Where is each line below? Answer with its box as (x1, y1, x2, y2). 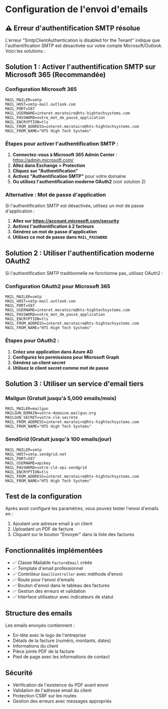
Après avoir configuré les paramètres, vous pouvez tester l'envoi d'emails (5, 506, 159, 512)
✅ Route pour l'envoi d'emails (12, 577, 75, 583)
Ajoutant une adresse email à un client (12, 521, 93, 527)
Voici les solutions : (5, 48, 46, 54)
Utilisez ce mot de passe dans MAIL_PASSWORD (12, 234, 108, 240)
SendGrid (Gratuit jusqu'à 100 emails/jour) (5, 436, 112, 443)
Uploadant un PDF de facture (12, 526, 74, 532)
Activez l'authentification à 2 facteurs (12, 223, 95, 229)
